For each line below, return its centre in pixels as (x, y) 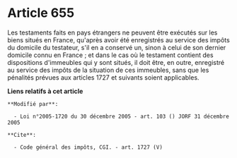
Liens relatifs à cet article (45, 91)
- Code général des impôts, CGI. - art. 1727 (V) (88, 147)
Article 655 (41, 13)
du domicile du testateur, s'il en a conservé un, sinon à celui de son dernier (117, 47)
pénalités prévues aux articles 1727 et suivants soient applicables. (103, 77)
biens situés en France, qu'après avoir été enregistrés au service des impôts (118, 39)
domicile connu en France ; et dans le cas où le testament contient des (110, 55)
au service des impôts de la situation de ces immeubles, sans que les (108, 70)
